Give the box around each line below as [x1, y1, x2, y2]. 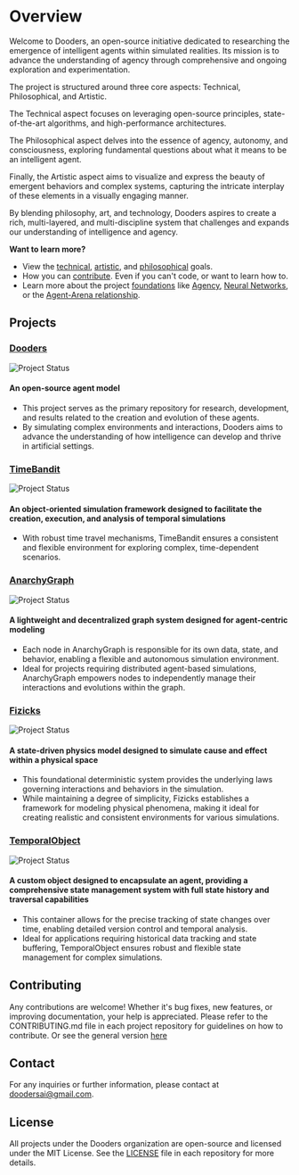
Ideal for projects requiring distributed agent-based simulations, [21, 663, 256, 674]
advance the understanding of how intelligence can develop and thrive [21, 431, 282, 442]
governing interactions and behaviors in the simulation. [21, 783, 224, 795]
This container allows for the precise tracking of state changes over [21, 914, 271, 924]
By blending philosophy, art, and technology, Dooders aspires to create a [9, 207, 277, 218]
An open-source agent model [9, 383, 120, 393]
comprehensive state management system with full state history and [9, 885, 270, 896]
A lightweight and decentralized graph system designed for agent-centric [9, 615, 288, 625]
